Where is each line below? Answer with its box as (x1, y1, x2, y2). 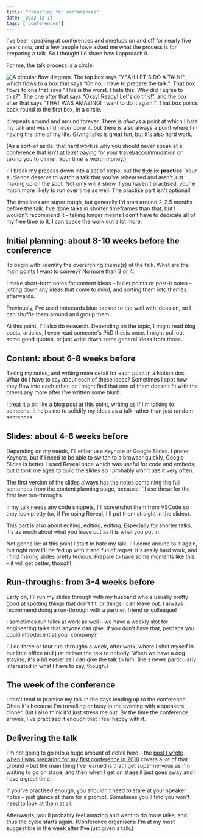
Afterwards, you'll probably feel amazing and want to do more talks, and (6, 812, 188, 819)
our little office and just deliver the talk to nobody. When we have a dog (6, 649, 186, 656)
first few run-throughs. (6, 491, 63, 499)
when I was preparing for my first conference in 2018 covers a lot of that (6, 756, 188, 763)
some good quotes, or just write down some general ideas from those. (6, 336, 183, 343)
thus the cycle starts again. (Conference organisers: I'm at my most (6, 818, 175, 826)
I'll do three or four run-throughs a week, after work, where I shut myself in (6, 642, 194, 650)
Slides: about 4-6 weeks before (6, 431, 128, 442)
